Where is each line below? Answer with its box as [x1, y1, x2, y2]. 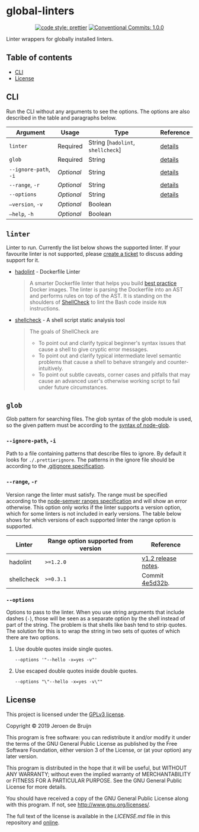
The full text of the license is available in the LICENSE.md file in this [6, 812, 171, 820]
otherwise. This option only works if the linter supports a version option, [6, 504, 182, 511]
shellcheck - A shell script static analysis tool [14, 316, 126, 324]
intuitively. [38, 365, 63, 372]
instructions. [29, 305, 60, 312]
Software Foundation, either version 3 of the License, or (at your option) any [6, 746, 192, 753]
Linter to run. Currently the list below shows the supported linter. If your [6, 244, 181, 251]
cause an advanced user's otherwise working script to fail [38, 378, 180, 385]
